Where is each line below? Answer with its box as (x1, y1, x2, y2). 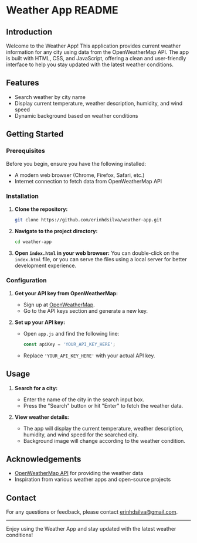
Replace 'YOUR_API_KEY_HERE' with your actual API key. (23, 352, 155, 359)
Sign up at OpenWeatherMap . (23, 301, 95, 308)
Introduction (6, 27, 53, 37)
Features (6, 78, 39, 88)
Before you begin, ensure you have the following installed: (6, 160, 147, 167)
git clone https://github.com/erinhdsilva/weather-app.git (14, 217, 162, 223)
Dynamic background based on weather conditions (14, 112, 138, 119)
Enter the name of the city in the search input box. (23, 396, 145, 403)
